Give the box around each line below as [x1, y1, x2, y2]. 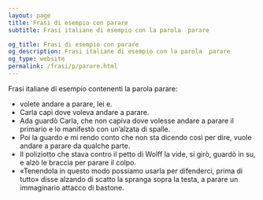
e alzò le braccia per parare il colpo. [19, 157, 136, 167]
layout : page [8, 11, 51, 20]
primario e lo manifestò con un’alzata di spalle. [19, 124, 171, 134]
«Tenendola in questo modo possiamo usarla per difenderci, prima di [19, 166, 243, 176]
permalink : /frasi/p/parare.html [8, 62, 118, 71]
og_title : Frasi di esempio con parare [8, 40, 139, 48]
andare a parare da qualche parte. [19, 141, 131, 150]
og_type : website [8, 55, 65, 63]
